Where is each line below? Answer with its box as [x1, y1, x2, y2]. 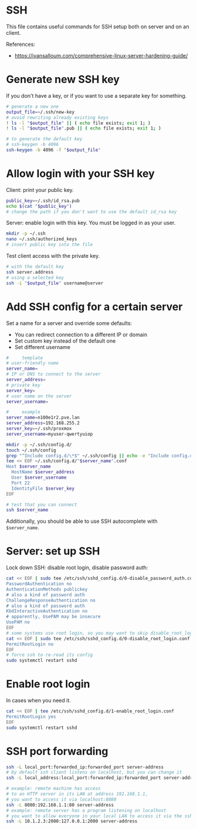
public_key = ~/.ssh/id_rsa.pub [6, 198, 80, 204]
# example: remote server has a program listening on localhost [6, 807, 167, 813]
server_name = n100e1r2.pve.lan [6, 414, 80, 421]
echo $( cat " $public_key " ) [6, 203, 72, 209]
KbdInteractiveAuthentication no [6, 608, 88, 614]
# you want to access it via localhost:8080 [6, 796, 117, 803]
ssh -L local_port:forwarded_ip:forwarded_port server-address [6, 764, 164, 770]
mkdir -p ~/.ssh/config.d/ [6, 442, 72, 447]
